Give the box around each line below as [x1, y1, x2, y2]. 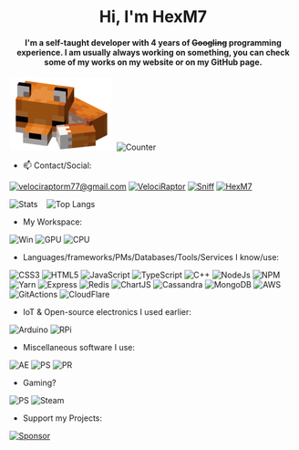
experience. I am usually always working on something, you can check [16, 47, 290, 58]
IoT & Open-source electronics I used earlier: [22, 307, 191, 318]
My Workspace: [22, 216, 83, 227]
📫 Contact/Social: [22, 160, 92, 171]
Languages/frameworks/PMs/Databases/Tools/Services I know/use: [22, 252, 280, 263]
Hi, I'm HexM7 [98, 6, 208, 27]
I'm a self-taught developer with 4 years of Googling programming [25, 37, 282, 47]
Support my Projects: [22, 413, 103, 424]
